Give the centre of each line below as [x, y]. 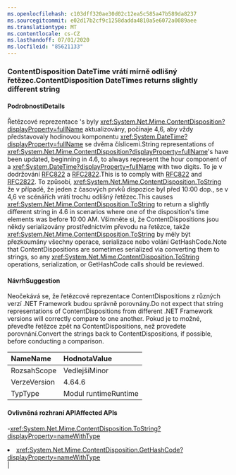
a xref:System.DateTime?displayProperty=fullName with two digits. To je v [115, 167]
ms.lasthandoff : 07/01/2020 [49, 40]
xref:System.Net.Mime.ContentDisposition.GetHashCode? [100, 450]
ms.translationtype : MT [42, 27]
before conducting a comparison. [56, 341]
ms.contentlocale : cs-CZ [44, 34]
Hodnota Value [88, 359]
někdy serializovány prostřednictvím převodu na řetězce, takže [99, 227]
